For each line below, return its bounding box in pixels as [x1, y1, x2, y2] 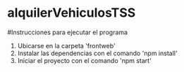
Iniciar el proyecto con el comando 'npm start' [17, 56, 152, 64]
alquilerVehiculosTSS [7, 5, 136, 21]
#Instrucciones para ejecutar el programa [7, 28, 128, 36]
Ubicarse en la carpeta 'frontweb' [17, 41, 116, 50]
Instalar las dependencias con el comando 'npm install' [17, 49, 178, 57]
